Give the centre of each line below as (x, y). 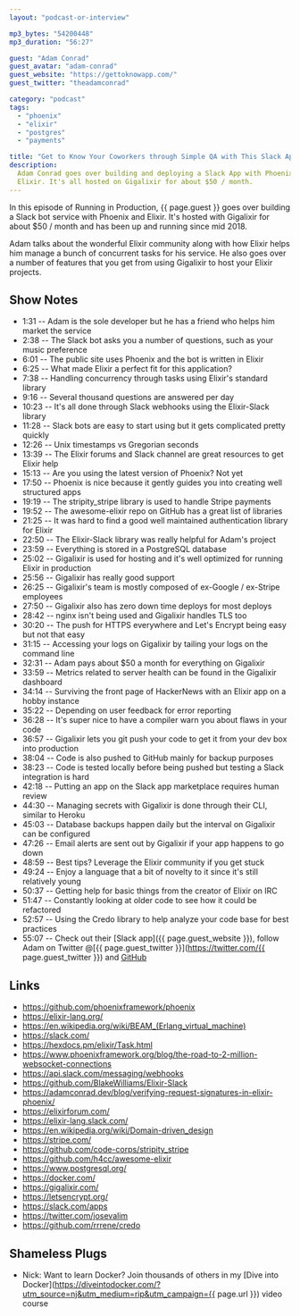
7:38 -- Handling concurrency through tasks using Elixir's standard (145, 378)
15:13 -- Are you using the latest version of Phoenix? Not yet (133, 474)
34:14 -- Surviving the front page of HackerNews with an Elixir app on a (154, 692)
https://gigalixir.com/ (60, 1187)
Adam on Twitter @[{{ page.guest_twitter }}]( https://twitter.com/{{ (143, 948)
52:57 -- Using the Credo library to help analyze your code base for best (155, 919)
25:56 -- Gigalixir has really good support (99, 578)
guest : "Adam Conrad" (50, 58)
